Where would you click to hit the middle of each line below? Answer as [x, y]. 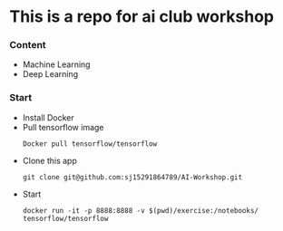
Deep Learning [50, 74]
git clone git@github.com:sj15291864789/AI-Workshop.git [132, 177]
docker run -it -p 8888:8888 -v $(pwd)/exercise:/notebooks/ [141, 210]
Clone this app [49, 160]
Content [28, 45]
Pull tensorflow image [63, 127]
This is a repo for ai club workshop [142, 17]
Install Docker [48, 117]
